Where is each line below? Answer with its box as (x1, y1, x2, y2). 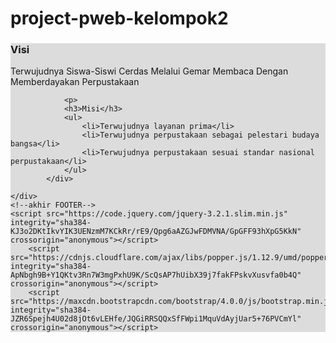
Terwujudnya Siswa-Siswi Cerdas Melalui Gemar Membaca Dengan (10, 65, 289, 77)
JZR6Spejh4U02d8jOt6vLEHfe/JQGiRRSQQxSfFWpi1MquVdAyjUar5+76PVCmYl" (10, 314, 302, 324)
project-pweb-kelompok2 (10, 7, 229, 30)
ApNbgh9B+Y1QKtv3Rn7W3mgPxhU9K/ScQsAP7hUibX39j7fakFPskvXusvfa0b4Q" (10, 270, 302, 281)
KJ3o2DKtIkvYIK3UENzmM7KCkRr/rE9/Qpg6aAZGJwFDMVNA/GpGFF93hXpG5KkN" (10, 227, 302, 237)
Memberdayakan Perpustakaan (10, 76, 140, 88)
